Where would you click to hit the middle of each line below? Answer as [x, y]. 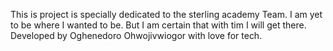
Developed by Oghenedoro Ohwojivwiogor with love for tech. [136, 35]
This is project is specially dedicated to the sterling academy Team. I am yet [166, 14]
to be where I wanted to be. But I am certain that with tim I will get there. [158, 25]
